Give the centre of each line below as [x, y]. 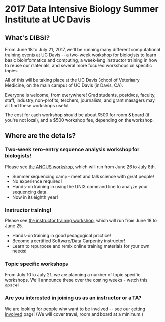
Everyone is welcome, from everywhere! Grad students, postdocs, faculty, [81, 95]
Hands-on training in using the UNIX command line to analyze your [80, 186]
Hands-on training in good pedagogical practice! [62, 235]
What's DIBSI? [28, 38]
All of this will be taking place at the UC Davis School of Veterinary [73, 80]
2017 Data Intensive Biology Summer [82, 9]
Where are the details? [41, 136]
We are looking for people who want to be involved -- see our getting [75, 309]
